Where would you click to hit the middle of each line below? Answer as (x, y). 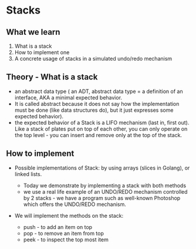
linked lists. (28, 174)
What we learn (33, 32)
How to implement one (42, 52)
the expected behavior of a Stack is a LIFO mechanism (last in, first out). (102, 122)
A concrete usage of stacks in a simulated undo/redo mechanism (93, 59)
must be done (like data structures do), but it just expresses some (94, 110)
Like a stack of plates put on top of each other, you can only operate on (101, 129)
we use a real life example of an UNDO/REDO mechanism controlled (105, 191)
